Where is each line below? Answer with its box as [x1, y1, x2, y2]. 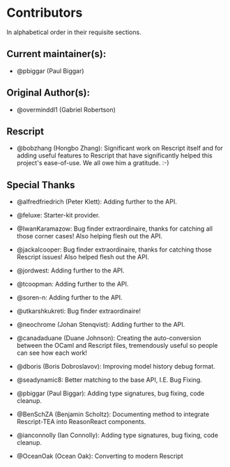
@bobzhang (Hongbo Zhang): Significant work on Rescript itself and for [16, 144, 224, 153]
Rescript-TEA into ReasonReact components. [16, 418, 146, 426]
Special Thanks [6, 179, 75, 191]
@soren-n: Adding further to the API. [16, 293, 123, 302]
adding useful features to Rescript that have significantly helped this [16, 151, 213, 160]
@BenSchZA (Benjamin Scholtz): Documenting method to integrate [16, 410, 210, 419]
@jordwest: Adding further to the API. [16, 266, 125, 275]
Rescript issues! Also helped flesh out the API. [16, 253, 149, 261]
